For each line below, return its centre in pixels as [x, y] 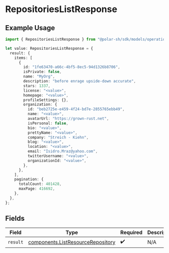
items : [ [23, 58]
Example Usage [30, 28]
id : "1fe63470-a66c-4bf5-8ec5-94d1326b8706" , [72, 67]
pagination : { [29, 180]
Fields [15, 219]
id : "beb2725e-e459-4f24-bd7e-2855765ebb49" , [76, 109]
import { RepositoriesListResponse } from [50, 39]
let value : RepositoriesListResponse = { [49, 48]
